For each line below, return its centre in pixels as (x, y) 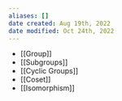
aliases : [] (28, 16)
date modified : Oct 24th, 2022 (61, 31)
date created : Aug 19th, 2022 (60, 23)
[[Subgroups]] (44, 62)
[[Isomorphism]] (47, 88)
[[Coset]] (35, 80)
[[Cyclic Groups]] (49, 71)
